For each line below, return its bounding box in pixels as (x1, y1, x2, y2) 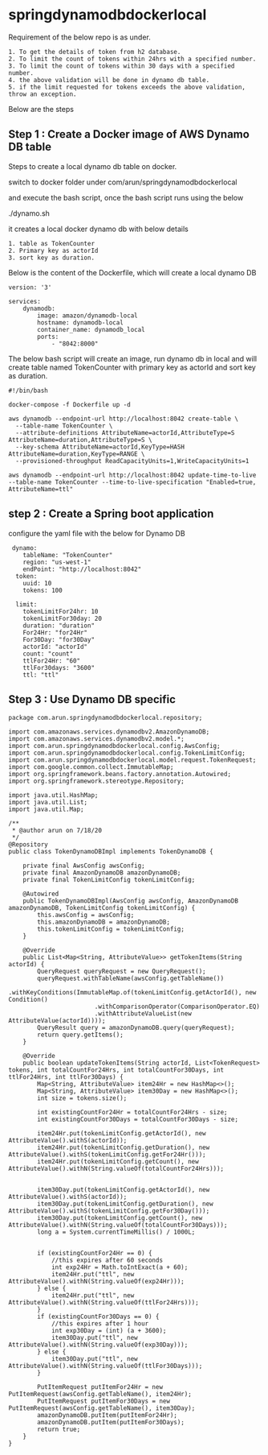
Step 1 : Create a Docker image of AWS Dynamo (8, 127, 250, 142)
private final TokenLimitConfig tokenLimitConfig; (22, 876, 196, 884)
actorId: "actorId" (22, 643, 88, 651)
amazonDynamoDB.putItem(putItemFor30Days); (37, 1419, 185, 1427)
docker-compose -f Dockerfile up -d (8, 400, 131, 408)
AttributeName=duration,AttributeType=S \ (8, 436, 152, 444)
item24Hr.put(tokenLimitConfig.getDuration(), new (37, 1143, 210, 1152)
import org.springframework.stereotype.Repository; (8, 777, 185, 786)
